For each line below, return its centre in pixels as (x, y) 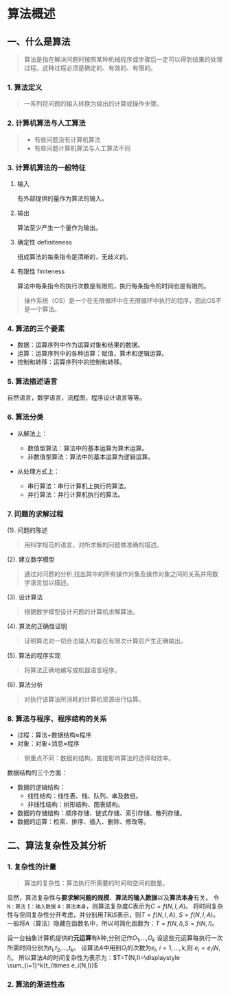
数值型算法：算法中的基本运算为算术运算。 (88, 448)
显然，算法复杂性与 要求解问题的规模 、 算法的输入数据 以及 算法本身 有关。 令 (113, 897)
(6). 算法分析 (25, 685)
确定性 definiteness (44, 242)
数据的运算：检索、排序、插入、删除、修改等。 (83, 822)
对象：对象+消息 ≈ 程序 (48, 744)
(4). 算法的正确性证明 (37, 626)
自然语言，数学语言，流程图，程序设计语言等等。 (76, 398)
